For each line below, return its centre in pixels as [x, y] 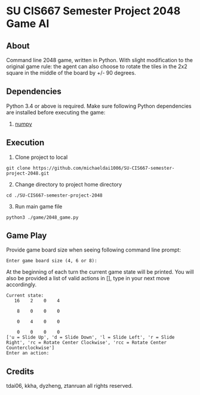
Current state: [25, 296]
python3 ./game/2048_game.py [42, 217]
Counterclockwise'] [30, 348]
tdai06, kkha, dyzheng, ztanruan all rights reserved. [70, 386]
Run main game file [39, 206]
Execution [25, 143]
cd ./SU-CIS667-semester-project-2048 [54, 195]
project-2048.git [28, 173]
